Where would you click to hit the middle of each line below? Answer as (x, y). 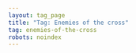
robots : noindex (35, 37)
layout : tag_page (37, 15)
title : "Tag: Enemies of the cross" (68, 23)
